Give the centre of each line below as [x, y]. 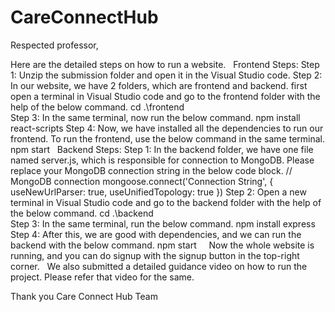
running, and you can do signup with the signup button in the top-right [155, 255]
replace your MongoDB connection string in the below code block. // [151, 170]
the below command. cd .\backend [82, 213]
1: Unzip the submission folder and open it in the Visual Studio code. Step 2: [166, 75]
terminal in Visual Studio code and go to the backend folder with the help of [166, 202]
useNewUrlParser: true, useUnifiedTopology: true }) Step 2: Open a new [158, 192]
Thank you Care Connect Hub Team [84, 296]
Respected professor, [54, 45]
